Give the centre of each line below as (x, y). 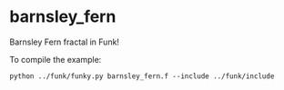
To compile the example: (56, 59)
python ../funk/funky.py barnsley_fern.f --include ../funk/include (142, 76)
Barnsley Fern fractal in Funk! (65, 42)
